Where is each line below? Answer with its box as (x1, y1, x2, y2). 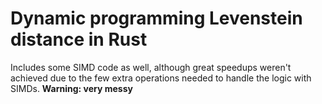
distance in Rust (10, 28, 148, 51)
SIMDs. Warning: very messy (10, 82, 133, 94)
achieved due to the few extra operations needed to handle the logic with (10, 72, 312, 84)
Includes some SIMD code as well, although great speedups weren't (10, 61, 292, 73)
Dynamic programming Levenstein (10, 7, 303, 30)
